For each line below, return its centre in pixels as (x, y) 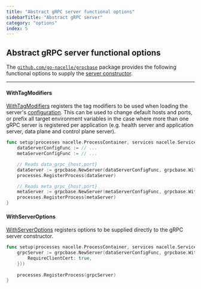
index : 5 (17, 28)
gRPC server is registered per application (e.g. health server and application (100, 125)
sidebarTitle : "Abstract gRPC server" (54, 17)
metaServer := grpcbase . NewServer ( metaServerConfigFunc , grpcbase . (103, 192)
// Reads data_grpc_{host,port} (57, 164)
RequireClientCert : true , (60, 258)
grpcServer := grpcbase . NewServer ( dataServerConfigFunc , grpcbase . (103, 253)
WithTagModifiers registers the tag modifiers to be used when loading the (97, 106)
